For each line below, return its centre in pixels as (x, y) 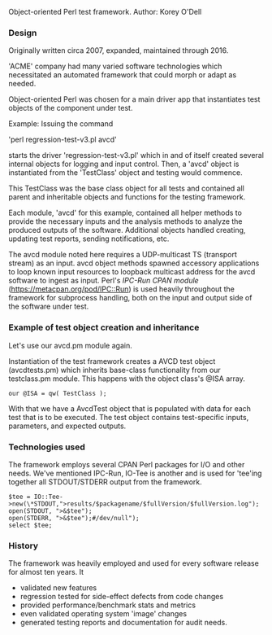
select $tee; (30, 525)
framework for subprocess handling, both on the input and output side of (130, 298)
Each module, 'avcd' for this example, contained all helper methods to (125, 213)
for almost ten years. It (46, 572)
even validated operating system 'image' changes (104, 614)
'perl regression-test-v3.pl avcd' (63, 140)
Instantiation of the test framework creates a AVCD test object (112, 361)
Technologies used (47, 447)
